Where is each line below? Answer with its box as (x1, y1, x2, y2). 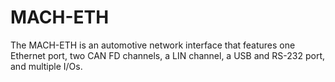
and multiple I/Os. (10, 60, 83, 72)
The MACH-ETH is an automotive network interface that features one (10, 39, 296, 51)
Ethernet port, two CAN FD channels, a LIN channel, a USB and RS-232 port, (10, 49, 325, 61)
